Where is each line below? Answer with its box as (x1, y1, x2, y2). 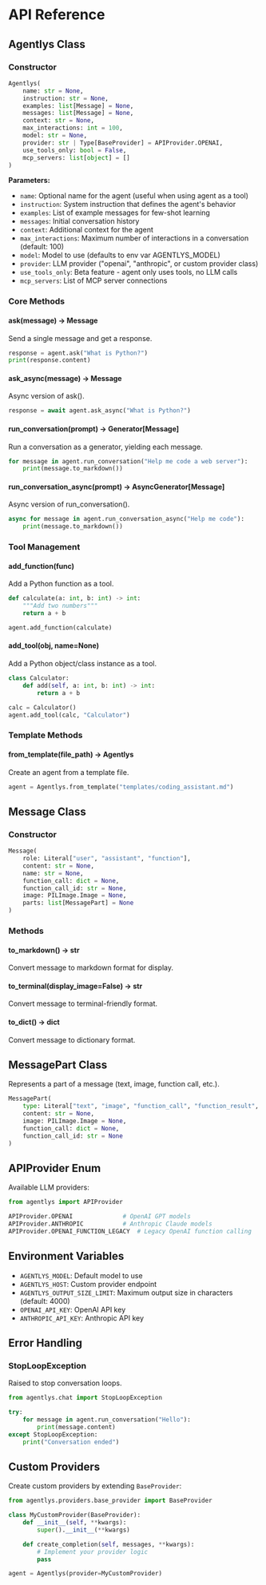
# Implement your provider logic (37, 1547, 149, 1555)
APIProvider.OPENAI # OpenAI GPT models (8, 1213, 192, 1221)
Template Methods (8, 729, 83, 741)
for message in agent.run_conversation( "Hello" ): (22, 1416, 192, 1424)
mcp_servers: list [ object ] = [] (22, 153, 130, 161)
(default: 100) (19, 242, 65, 252)
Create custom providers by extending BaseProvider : (8, 1481, 182, 1491)
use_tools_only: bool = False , (22, 146, 127, 154)
